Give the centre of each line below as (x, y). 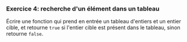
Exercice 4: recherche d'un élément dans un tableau (83, 9)
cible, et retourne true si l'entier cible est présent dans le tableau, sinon (93, 27)
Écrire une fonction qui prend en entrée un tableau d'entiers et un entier (94, 22)
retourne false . (25, 34)
